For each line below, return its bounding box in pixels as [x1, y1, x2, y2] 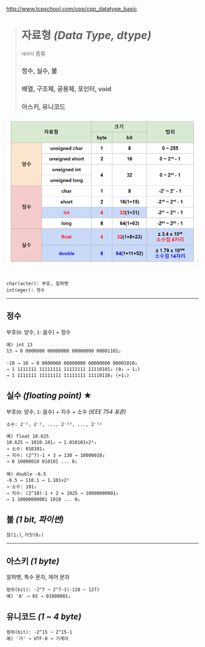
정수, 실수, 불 [21, 67, 57, 75]
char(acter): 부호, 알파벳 [6, 281, 69, 287]
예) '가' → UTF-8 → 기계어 [6, 636, 69, 642]
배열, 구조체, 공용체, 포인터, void [21, 84, 112, 93]
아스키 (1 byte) [6, 556, 60, 566]
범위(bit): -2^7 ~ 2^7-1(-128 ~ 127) [6, 587, 99, 593]
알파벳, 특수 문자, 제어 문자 [6, 574, 70, 581]
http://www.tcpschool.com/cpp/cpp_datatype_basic [6, 6, 137, 12]
